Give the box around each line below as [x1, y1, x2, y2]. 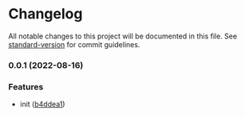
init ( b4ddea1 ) [19, 99, 65, 109]
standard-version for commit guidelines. [8, 39, 140, 49]
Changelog [8, 5, 83, 23]
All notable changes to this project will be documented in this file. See [8, 31, 238, 41]
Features [8, 81, 44, 92]
